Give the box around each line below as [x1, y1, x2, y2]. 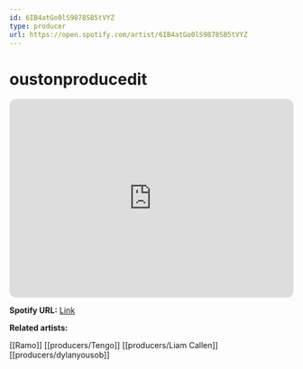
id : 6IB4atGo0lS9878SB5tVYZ [9, 13, 115, 23]
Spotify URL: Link [9, 305, 76, 316]
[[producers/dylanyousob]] [9, 349, 110, 361]
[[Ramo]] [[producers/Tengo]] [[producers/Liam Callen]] [9, 340, 218, 351]
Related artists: [9, 322, 69, 334]
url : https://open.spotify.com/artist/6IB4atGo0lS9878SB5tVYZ [9, 30, 248, 39]
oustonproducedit [9, 69, 148, 89]
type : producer [9, 22, 67, 31]
